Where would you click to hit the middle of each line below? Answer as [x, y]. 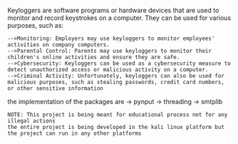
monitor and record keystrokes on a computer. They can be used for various [119, 18]
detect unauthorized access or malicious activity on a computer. [108, 70]
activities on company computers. [59, 45]
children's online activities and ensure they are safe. [94, 57]
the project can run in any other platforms [74, 133]
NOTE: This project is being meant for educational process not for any [118, 115]
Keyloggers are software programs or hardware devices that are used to [113, 10]
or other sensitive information [55, 88]
